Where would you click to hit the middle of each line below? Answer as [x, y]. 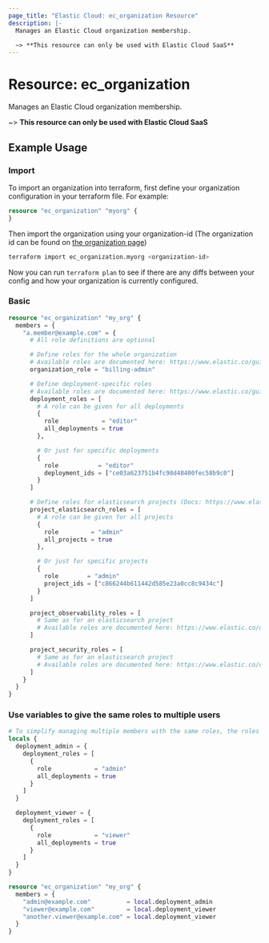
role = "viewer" [84, 835]
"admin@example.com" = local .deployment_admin [118, 901]
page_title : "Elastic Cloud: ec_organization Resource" [103, 16]
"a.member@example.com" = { [69, 333]
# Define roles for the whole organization [103, 355]
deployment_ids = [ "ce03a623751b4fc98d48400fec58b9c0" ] [139, 473]
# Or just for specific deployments [98, 450]
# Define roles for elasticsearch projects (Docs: [116, 502]
